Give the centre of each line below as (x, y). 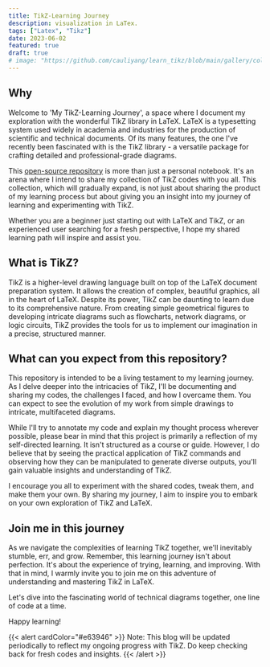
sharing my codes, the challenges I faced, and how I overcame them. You (130, 395)
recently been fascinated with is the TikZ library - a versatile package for (129, 146)
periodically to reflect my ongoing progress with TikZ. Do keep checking (128, 646)
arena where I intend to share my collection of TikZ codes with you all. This (133, 179)
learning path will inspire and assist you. (75, 237)
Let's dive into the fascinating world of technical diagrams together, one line (134, 597)
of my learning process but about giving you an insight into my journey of (130, 196)
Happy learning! (35, 622)
